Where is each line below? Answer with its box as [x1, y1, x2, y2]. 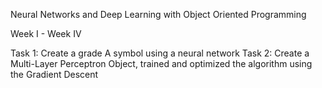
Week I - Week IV [10, 28, 82, 39]
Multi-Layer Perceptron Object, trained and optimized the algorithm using [10, 58, 313, 69]
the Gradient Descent [10, 69, 99, 80]
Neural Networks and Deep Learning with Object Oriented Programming [10, 9, 307, 20]
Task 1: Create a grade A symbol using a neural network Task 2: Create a [10, 47, 310, 59]
